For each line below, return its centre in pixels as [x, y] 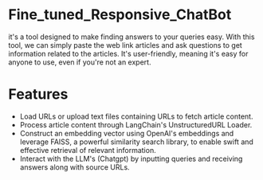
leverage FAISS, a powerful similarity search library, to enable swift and [136, 142]
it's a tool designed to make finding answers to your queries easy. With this [131, 37]
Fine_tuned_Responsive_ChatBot [120, 15]
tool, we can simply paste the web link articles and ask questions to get [126, 45]
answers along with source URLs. [75, 167]
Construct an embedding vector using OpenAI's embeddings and [127, 133]
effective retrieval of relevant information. [88, 150]
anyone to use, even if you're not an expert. [80, 62]
